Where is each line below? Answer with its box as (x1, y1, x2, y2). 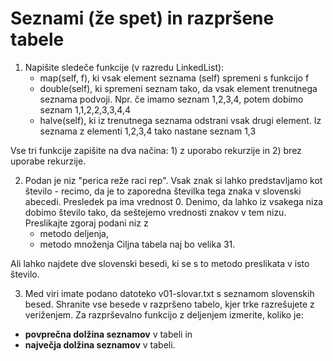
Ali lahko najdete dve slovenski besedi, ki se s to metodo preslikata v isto (10, 257, 310, 269)
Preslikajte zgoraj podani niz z (24, 217, 149, 229)
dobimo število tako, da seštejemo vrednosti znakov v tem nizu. (24, 206, 287, 218)
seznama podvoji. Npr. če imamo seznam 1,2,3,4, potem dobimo (39, 93, 304, 105)
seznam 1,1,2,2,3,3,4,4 (39, 103, 132, 116)
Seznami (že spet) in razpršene (10, 7, 275, 30)
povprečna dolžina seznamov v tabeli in (24, 328, 193, 340)
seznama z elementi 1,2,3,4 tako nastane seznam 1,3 (39, 125, 257, 137)
